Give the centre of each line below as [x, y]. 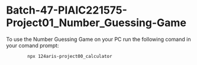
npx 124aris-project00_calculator [70, 56]
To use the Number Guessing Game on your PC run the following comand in [98, 39]
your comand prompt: [33, 45]
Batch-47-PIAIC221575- [67, 10]
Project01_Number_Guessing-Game [96, 23]
